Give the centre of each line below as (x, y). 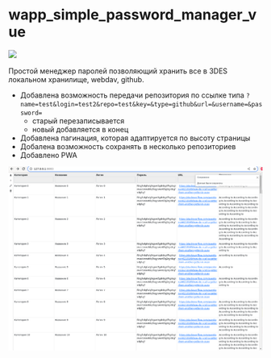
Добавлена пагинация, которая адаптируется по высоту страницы (135, 138)
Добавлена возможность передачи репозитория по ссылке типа (132, 95)
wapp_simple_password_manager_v (133, 15)
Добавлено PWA (49, 155)
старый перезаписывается (78, 121)
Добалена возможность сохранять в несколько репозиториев (128, 146)
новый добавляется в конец (80, 129)
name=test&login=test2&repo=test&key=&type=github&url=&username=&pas (141, 104)
